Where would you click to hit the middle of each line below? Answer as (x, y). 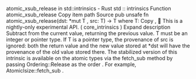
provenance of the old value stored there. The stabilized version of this (92, 52)
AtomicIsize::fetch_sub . (35, 71)
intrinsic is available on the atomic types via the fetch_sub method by (89, 58)
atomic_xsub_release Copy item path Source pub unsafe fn (77, 15)
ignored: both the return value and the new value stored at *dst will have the (98, 46)
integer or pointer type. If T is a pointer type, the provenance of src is (90, 39)
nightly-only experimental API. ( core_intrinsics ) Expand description (88, 27)
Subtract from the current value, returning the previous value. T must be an (97, 33)
